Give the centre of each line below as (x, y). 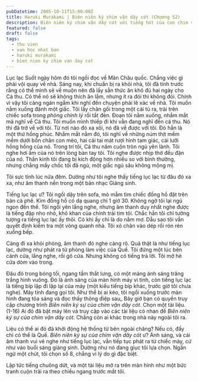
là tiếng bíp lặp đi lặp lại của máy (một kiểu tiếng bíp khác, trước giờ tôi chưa (99, 286)
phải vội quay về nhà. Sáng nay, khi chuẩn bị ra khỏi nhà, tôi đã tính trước (95, 84)
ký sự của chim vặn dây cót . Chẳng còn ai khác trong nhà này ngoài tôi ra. (97, 317)
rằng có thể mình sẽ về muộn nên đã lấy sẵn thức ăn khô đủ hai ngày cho (95, 90)
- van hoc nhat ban (35, 50)
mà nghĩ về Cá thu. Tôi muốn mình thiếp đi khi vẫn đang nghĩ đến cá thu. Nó (98, 121)
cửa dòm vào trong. (30, 262)
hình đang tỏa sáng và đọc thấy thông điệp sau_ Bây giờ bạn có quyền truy (97, 299)
